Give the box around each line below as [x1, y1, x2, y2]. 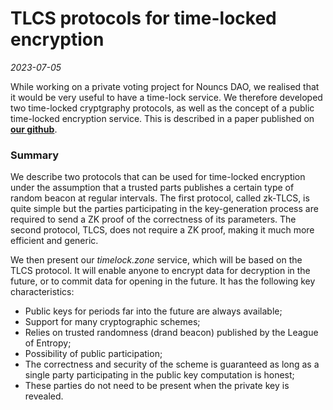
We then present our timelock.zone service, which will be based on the [10, 254, 303, 266]
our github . [10, 123, 58, 135]
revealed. [24, 390, 64, 402]
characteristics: [10, 286, 75, 298]
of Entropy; [24, 337, 72, 349]
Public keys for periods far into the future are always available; [24, 305, 283, 317]
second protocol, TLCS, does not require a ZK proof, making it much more [10, 224, 315, 236]
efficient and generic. [10, 235, 99, 247]
